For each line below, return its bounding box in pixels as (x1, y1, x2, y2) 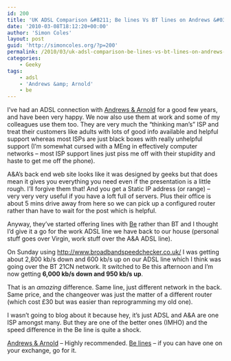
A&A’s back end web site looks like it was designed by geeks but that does (7, 170, 218, 179)
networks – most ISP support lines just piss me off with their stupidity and (7, 149, 215, 158)
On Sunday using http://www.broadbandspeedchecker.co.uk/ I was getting (7, 248, 219, 256)
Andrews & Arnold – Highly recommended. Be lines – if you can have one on (7, 339, 223, 347)
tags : (7, 67, 23, 74)
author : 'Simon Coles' (7, 29, 72, 36)
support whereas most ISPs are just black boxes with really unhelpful (7, 135, 203, 143)
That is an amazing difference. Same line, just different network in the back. (7, 283, 222, 292)
